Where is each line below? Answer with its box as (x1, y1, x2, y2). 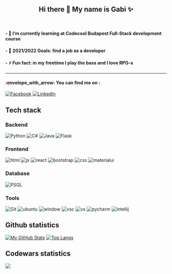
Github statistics (5, 221, 59, 229)
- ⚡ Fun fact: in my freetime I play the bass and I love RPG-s (5, 59, 134, 66)
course (5, 36, 21, 42)
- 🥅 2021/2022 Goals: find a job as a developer (5, 48, 106, 54)
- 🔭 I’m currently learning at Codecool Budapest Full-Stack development (5, 30, 162, 36)
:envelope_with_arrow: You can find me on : (5, 79, 100, 86)
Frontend (5, 145, 29, 153)
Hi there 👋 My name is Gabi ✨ (38, 5, 134, 14)
